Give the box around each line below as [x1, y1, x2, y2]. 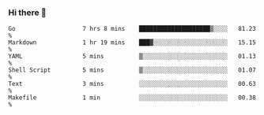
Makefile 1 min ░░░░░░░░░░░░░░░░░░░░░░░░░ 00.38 [8, 94, 257, 102]
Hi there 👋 [8, 7, 47, 18]
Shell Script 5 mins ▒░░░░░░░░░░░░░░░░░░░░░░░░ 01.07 [8, 66, 257, 74]
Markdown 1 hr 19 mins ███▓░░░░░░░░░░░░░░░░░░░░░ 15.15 [8, 39, 257, 46]
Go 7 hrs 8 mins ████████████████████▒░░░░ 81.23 [8, 25, 257, 33]
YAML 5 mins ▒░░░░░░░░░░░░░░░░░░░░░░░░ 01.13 [8, 53, 257, 61]
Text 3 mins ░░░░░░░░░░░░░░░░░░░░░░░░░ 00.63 [8, 80, 257, 88]
